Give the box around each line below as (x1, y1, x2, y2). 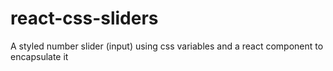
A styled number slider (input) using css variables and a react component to (10, 40, 324, 52)
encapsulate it (10, 50, 69, 62)
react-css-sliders (10, 7, 159, 30)
